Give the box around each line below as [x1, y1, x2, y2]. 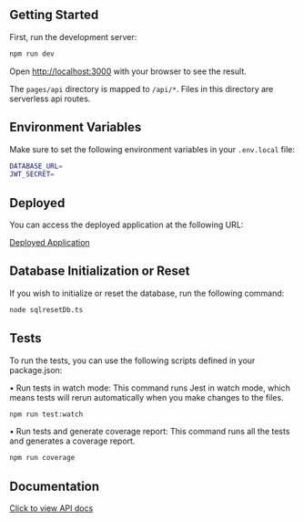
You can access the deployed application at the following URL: [9, 219, 244, 231]
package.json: [9, 364, 63, 375]
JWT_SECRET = [9, 170, 55, 179]
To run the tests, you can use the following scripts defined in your [9, 355, 256, 366]
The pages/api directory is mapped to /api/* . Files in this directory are [9, 83, 274, 94]
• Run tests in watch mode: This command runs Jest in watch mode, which [9, 382, 291, 393]
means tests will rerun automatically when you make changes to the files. [9, 391, 284, 402]
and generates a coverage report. [9, 435, 136, 446]
